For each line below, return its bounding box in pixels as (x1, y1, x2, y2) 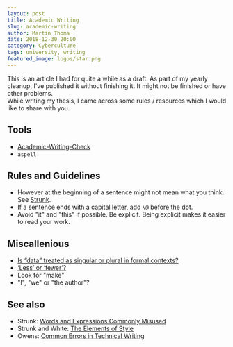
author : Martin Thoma (7, 29, 70, 37)
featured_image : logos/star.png (7, 56, 101, 62)
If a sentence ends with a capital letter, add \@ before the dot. (17, 203, 193, 212)
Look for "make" (17, 271, 65, 280)
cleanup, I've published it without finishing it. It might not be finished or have (7, 81, 226, 90)
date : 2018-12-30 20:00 (7, 36, 77, 43)
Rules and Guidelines (7, 169, 101, 181)
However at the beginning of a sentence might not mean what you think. (17, 188, 225, 196)
